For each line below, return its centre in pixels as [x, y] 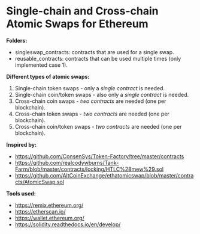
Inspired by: [22, 144]
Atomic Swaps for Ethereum [77, 24]
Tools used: [21, 193]
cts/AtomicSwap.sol [40, 182]
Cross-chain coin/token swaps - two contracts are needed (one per [98, 126]
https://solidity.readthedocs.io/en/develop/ [68, 224]
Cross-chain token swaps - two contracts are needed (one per [92, 114]
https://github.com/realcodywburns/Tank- [67, 162]
